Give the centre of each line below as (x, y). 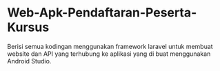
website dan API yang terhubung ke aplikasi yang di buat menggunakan (109, 54)
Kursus (28, 27)
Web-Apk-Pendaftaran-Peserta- (102, 13)
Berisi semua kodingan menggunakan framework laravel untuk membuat (110, 46)
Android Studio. (29, 61)
